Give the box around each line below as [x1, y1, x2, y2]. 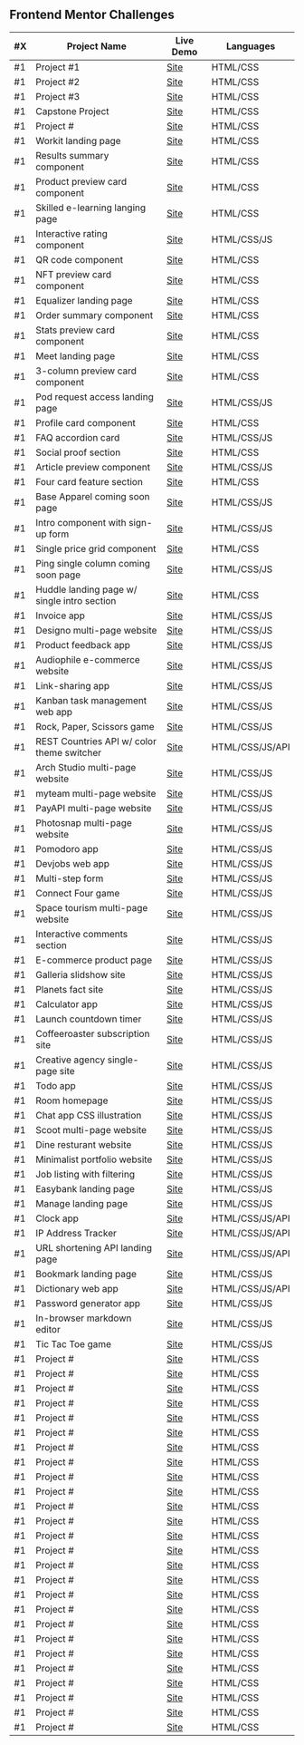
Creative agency [35, 1053, 106, 1066]
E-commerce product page [35, 954, 152, 966]
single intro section [35, 594, 117, 606]
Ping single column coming [35, 557, 151, 569]
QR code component [35, 253, 124, 266]
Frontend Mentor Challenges [9, 7, 175, 23]
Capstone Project [35, 104, 110, 117]
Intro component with [35, 516, 127, 528]
